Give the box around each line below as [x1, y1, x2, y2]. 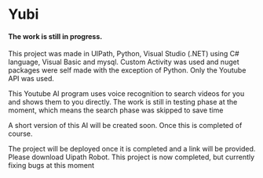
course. [8, 129, 33, 138]
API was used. [8, 74, 55, 84]
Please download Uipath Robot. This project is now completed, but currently [8, 152, 255, 162]
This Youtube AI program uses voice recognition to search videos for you [8, 89, 245, 98]
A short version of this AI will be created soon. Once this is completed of [8, 121, 243, 130]
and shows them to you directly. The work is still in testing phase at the [8, 98, 238, 107]
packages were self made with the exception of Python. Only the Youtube [8, 66, 247, 75]
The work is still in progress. [8, 31, 103, 41]
